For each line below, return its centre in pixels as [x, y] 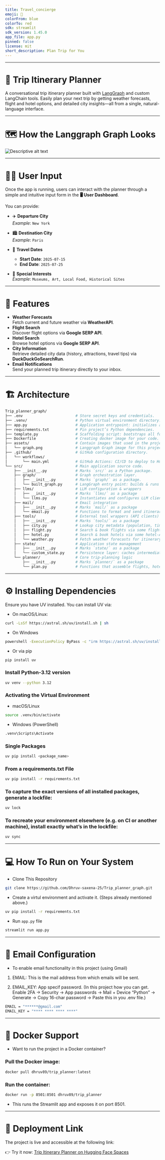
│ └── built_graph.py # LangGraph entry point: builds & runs [87, 485]
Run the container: [28, 1084]
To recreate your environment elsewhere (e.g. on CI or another [81, 820]
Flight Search [26, 328]
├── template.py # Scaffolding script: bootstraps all [80, 434]
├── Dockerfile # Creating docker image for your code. [82, 439]
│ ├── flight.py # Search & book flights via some [80, 530]
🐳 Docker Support [42, 1035]
